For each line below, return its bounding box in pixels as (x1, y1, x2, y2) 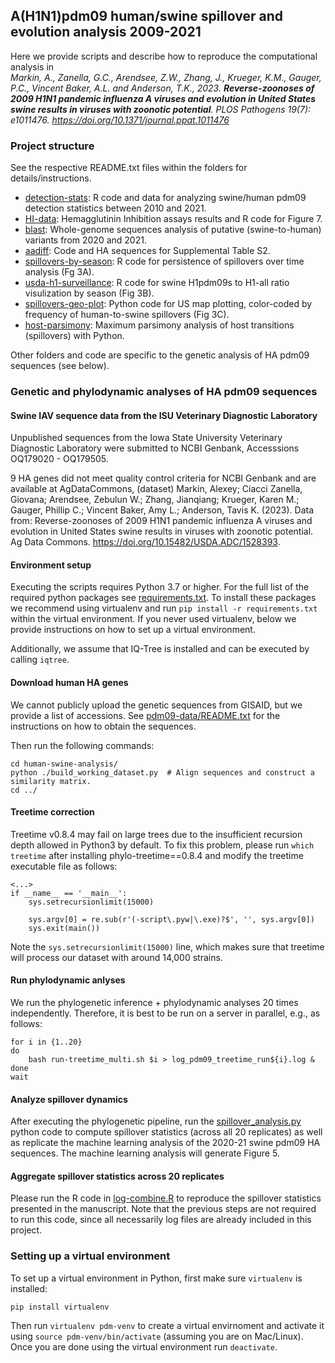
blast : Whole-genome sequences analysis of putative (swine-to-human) (24, 224, 322, 236)
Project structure (10, 139, 95, 153)
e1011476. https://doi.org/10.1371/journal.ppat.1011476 (10, 114, 230, 126)
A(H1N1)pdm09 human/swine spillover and (10, 8, 284, 25)
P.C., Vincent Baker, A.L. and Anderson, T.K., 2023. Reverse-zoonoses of (10, 82, 315, 94)
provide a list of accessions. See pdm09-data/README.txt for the (10, 709, 281, 721)
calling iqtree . (10, 654, 70, 666)
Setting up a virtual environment (10, 1249, 171, 1263)
